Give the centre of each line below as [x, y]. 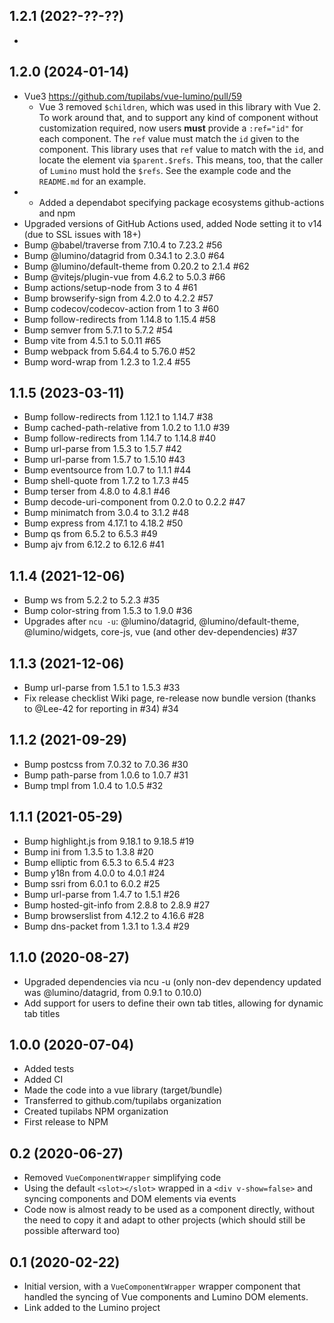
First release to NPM [66, 1122]
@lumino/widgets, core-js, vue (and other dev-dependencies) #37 [160, 632]
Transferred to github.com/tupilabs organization [122, 1101]
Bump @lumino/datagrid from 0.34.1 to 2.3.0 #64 [124, 255]
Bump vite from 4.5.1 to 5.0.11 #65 [92, 340]
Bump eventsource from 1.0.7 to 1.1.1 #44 [107, 470]
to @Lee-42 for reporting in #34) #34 [101, 709]
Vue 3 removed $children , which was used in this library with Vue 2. [180, 106]
